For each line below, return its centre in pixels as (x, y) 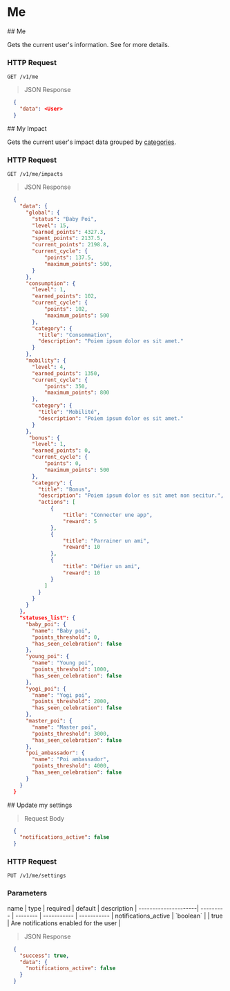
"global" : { (42, 212)
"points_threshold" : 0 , (66, 637)
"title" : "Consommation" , (75, 335)
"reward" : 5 (80, 521)
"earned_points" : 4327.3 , (69, 232)
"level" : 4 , (49, 367)
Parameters (27, 893)
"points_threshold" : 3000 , (71, 734)
